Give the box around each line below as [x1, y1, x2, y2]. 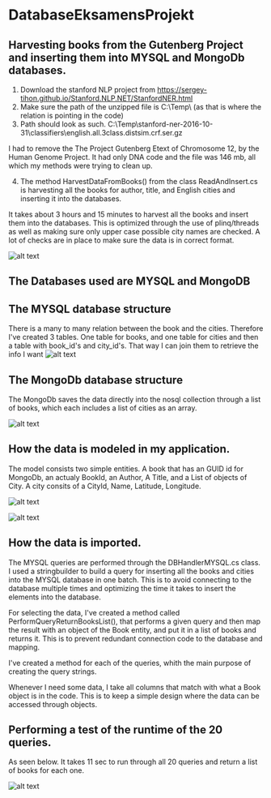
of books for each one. [8, 766, 85, 775]
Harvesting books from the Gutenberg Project [8, 38, 244, 52]
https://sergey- [157, 85, 208, 94]
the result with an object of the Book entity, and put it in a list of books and [8, 624, 256, 634]
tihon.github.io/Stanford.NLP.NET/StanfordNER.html [19, 93, 193, 103]
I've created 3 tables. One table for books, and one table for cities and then [8, 332, 259, 342]
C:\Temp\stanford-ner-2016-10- [108, 119, 214, 129]
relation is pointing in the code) [19, 111, 124, 120]
